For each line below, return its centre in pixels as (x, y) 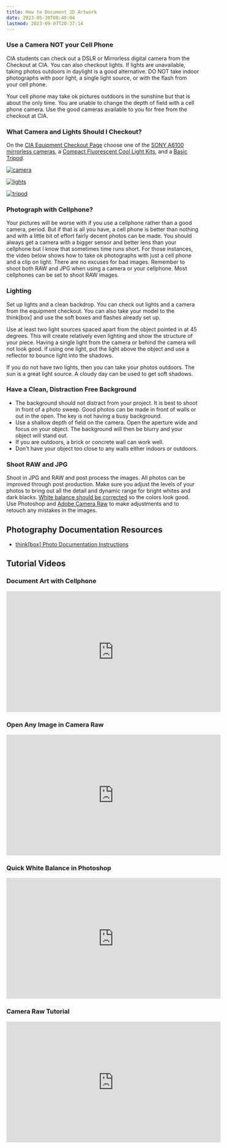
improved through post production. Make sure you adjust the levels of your (101, 484)
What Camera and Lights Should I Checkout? (74, 131)
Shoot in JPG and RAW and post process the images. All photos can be (96, 478)
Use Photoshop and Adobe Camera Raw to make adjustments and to (93, 504)
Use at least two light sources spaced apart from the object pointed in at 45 (102, 329)
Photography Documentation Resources (85, 530)
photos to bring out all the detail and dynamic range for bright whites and (99, 491)
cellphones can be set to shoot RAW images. (63, 275)
